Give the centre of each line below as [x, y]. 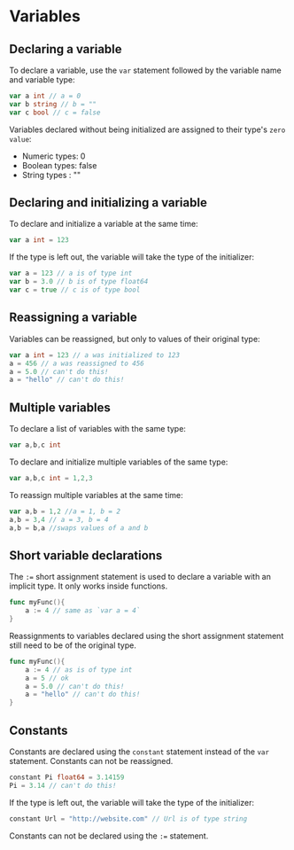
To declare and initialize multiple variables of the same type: [119, 462]
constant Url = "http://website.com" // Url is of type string [128, 819]
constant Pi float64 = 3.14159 [67, 777]
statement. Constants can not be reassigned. [91, 760]
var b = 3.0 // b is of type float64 [79, 282]
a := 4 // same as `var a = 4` [83, 611]
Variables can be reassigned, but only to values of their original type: [135, 339]
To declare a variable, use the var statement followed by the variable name [145, 70]
